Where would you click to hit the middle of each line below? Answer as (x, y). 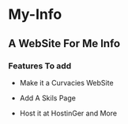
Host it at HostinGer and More (68, 113)
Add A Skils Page (48, 98)
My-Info (35, 15)
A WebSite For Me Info (64, 44)
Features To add (40, 66)
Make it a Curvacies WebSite (66, 82)
